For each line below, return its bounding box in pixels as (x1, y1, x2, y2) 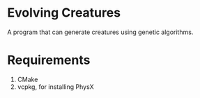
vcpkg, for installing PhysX (17, 82, 94, 91)
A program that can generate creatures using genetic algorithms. (7, 28, 194, 36)
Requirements (7, 52, 91, 68)
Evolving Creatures (7, 5, 121, 21)
